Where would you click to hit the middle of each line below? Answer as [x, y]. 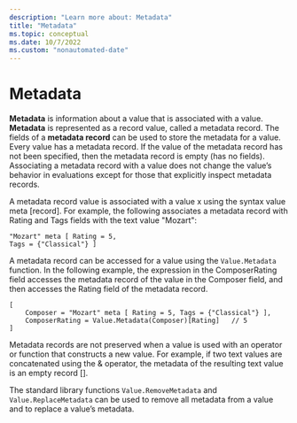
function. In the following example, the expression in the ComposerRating [143, 270]
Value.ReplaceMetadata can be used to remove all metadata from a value [141, 400]
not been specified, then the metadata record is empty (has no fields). [137, 157]
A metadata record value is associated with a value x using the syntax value [148, 202]
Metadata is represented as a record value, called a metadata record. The [144, 128]
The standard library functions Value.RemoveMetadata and [113, 390]
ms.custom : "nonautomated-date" [69, 50]
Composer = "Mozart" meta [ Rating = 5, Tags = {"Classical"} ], [148, 313]
